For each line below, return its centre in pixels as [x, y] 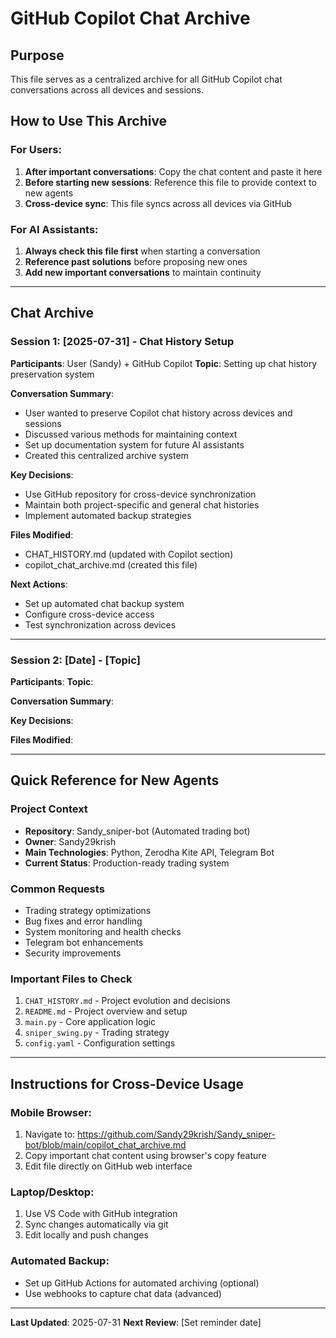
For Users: [36, 150]
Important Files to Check [71, 979]
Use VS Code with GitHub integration [101, 1214]
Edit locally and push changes [86, 1235]
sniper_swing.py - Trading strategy [97, 1033]
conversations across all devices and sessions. [107, 90]
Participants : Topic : [52, 681]
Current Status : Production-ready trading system [127, 863]
